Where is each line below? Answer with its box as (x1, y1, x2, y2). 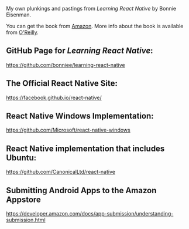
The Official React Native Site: (6, 79, 118, 89)
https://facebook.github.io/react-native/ (6, 94, 102, 101)
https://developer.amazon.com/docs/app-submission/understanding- (6, 210, 174, 217)
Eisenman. (6, 11, 32, 18)
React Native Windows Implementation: (6, 111, 154, 121)
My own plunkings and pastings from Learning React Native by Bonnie (6, 5, 177, 12)
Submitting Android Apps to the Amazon (6, 185, 157, 196)
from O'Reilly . (6, 29, 39, 36)
